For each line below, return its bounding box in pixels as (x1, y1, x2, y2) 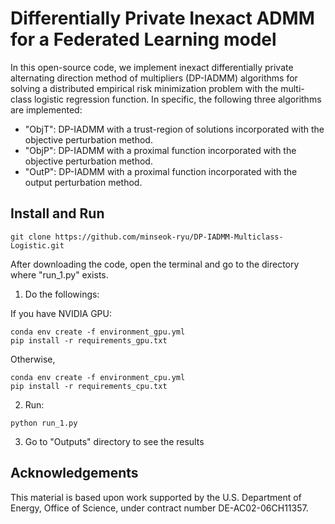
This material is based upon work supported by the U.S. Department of (10, 491, 302, 503)
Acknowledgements (10, 465, 139, 482)
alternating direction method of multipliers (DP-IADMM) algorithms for (10, 72, 298, 84)
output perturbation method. (24, 176, 143, 188)
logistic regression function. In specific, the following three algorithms (33, 93, 322, 105)
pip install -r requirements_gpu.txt (10, 335, 168, 346)
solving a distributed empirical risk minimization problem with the (10, 82, 279, 94)
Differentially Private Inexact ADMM (10, 7, 315, 30)
